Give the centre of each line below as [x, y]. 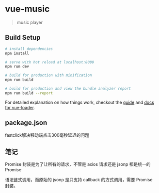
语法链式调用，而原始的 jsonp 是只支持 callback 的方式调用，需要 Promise [79, 180]
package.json [26, 123]
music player [30, 22]
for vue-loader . [20, 107]
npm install [17, 53]
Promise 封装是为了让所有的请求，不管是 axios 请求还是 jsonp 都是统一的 [78, 164]
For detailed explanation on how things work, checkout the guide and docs [79, 102]
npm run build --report [29, 93]
